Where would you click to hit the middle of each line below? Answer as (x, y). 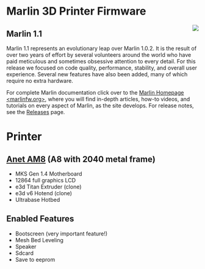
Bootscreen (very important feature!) (61, 234)
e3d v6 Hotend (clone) (43, 193)
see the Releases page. (36, 112)
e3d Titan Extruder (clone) (48, 187)
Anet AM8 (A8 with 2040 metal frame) (81, 159)
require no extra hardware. (40, 81)
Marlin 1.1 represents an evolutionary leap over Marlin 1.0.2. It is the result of (102, 48)
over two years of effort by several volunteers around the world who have (99, 55)
